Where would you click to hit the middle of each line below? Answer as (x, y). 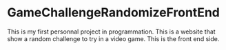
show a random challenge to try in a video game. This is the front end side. (113, 38)
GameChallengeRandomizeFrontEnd (114, 13)
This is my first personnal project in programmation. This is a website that (111, 32)
